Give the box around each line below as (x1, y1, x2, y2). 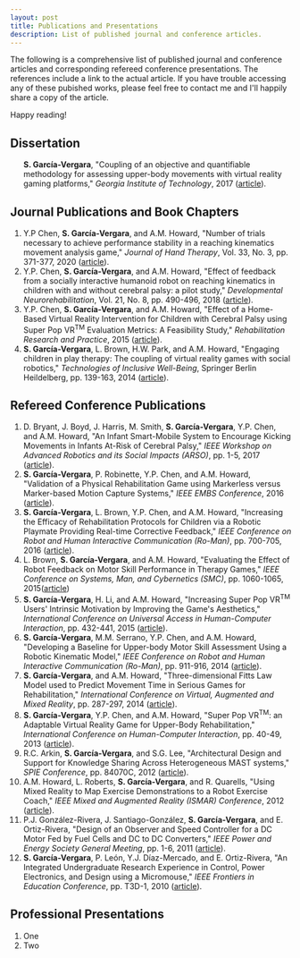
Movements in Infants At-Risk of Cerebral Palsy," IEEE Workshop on (22, 440, 272, 452)
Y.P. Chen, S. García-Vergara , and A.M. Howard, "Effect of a (22, 304, 246, 314)
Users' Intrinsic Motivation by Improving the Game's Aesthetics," (22, 604, 262, 615)
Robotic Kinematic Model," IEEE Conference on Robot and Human (22, 651, 266, 662)
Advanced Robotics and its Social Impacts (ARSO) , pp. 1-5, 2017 (22, 450, 261, 461)
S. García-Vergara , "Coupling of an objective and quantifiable (22, 159, 251, 170)
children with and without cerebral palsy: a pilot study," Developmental (22, 285, 284, 295)
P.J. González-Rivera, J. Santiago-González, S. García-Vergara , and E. (22, 814, 284, 825)
